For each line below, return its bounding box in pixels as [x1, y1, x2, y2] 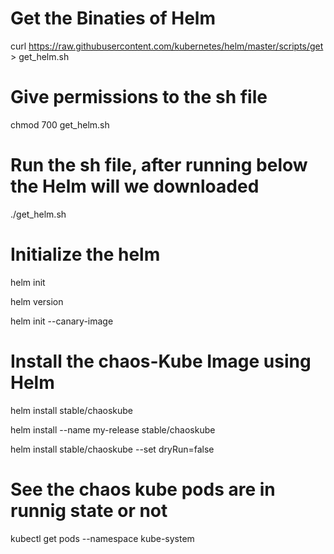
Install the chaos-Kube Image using [10, 350, 312, 372]
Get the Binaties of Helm [10, 7, 216, 30]
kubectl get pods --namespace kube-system [10, 532, 195, 544]
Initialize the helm [10, 243, 161, 266]
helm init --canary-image [10, 315, 114, 327]
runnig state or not [10, 499, 168, 522]
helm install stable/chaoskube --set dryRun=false [10, 443, 215, 455]
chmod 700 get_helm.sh [10, 118, 110, 131]
